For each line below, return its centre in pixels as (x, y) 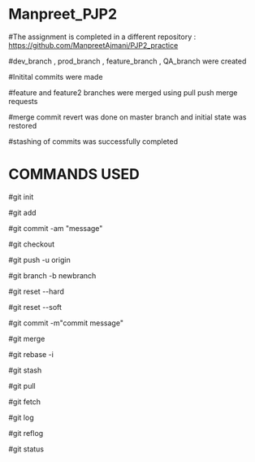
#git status (26, 449)
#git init (21, 197)
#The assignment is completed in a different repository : (102, 37)
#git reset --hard (37, 291)
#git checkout (32, 244)
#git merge (27, 338)
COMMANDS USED (74, 174)
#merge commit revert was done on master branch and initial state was (127, 117)
